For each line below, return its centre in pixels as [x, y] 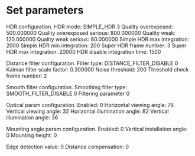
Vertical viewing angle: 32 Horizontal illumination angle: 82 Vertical [87, 111]
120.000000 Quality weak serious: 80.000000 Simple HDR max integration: [98, 39]
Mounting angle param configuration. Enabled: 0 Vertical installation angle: [97, 129]
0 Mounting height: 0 [32, 135]
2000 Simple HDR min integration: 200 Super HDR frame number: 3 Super [96, 45]
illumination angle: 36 [32, 117]
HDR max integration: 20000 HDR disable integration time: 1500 [84, 51]
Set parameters [45, 10]
